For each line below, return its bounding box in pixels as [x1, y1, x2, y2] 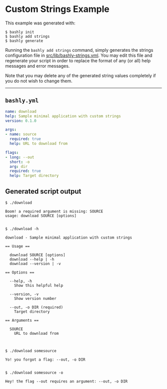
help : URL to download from [9, 141, 68, 146]
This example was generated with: [5, 20, 76, 26]
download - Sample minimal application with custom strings [5, 235, 133, 240]
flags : [5, 150, 19, 155]
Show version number [14, 296, 57, 301]
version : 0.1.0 [5, 118, 37, 123]
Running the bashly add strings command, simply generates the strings [5, 47, 154, 53]
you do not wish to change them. [5, 78, 73, 84]
